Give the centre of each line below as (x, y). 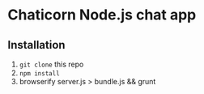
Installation (36, 45)
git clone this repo (51, 64)
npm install (39, 74)
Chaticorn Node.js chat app (102, 15)
